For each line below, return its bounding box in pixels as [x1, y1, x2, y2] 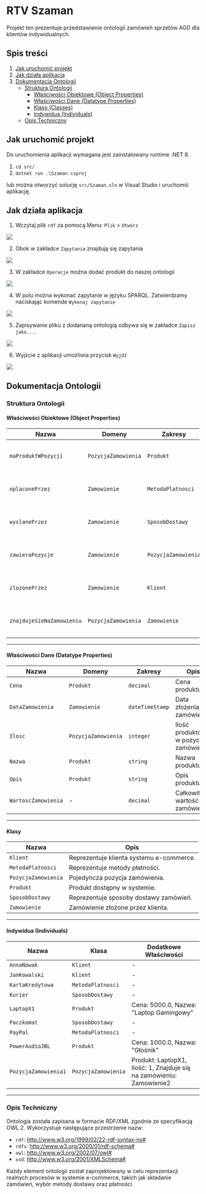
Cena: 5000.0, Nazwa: [131, 1000, 197, 1009]
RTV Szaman [6, 4, 74, 18]
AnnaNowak [9, 961, 38, 968]
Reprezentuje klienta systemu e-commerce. [69, 854, 196, 862]
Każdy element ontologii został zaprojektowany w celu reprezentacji [6, 1167, 178, 1174]
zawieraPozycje [9, 551, 54, 558]
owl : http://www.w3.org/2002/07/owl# [15, 1149, 112, 1156]
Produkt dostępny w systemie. [69, 884, 156, 892]
